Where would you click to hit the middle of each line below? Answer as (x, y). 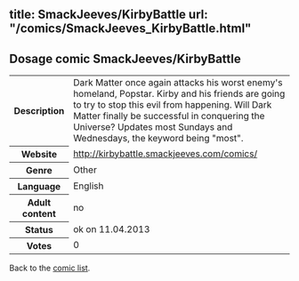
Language (39, 186)
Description (39, 110)
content (39, 213)
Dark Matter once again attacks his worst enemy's (178, 83)
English (88, 186)
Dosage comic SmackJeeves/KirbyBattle (125, 58)
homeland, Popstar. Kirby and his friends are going (179, 94)
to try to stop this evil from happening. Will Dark (172, 105)
